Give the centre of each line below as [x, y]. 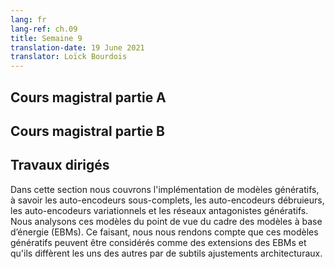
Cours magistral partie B [88, 131]
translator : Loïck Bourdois [69, 57]
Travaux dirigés [60, 165]
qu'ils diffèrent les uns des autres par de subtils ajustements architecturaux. [166, 253]
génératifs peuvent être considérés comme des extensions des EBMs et [158, 242]
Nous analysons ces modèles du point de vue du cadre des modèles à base [166, 221]
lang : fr [28, 19]
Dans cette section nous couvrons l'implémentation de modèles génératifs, [165, 189]
